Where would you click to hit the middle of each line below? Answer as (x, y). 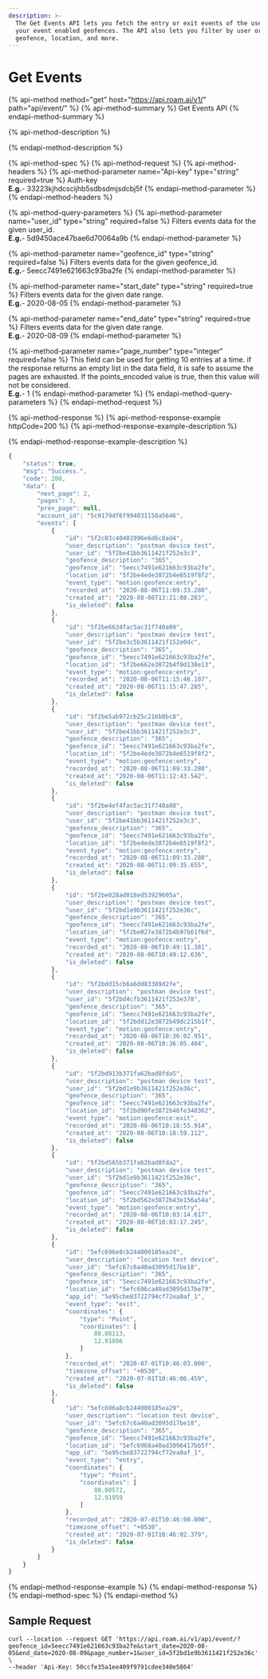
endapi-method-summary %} (57, 117)
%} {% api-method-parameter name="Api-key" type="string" (138, 172)
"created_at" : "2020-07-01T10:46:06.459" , (137, 1378)
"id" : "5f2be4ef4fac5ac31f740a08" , (124, 806)
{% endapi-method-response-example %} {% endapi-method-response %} (133, 1587)
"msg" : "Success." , (55, 471)
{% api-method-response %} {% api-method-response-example (114, 418)
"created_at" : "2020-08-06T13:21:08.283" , (137, 598)
